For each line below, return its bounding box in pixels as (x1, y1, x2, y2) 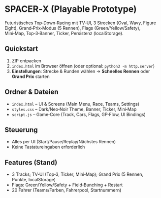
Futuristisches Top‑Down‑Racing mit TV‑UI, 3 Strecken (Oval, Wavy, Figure (4, 20, 156, 26)
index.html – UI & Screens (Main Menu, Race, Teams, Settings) (11, 101, 140, 107)
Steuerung (4, 125, 38, 134)
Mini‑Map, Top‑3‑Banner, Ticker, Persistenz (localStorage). (4, 30, 124, 36)
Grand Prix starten (11, 73, 50, 79)
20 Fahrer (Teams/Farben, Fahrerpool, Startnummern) (11, 187, 122, 193)
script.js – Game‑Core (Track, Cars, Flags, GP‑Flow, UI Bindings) (11, 111, 146, 117)
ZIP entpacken (11, 58, 41, 64)
